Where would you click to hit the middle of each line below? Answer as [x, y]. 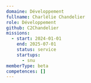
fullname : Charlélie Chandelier [45, 17]
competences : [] [26, 71]
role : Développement [31, 22]
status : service [37, 50]
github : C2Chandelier [33, 28]
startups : [29, 55]
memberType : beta [27, 66]
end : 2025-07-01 [37, 44]
